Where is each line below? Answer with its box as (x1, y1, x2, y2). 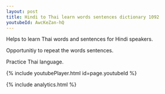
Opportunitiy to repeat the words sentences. (6, 47, 114, 54)
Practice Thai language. (6, 58, 64, 65)
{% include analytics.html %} (6, 81, 77, 88)
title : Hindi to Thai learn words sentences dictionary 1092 (6, 14, 160, 20)
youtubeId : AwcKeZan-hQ (6, 19, 65, 25)
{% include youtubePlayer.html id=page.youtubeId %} (6, 70, 137, 77)
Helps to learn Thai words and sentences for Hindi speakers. (6, 36, 153, 43)
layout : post (6, 8, 38, 15)
